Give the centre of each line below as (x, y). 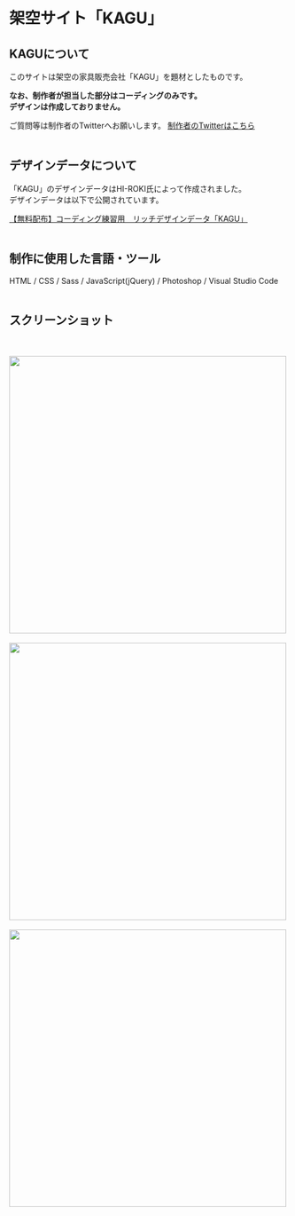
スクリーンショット (61, 320)
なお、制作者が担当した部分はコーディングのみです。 (105, 95)
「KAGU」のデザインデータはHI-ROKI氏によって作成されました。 (128, 188)
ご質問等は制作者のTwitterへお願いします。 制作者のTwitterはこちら (132, 126)
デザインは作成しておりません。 (67, 107)
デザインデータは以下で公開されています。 (86, 200)
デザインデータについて (73, 166)
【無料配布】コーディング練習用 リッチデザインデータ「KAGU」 (128, 218)
